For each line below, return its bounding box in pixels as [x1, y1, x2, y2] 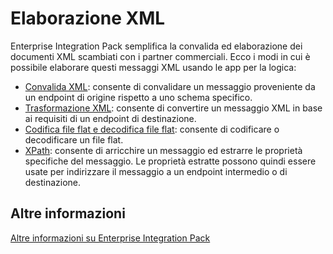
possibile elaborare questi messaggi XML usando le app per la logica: [10, 61, 297, 73]
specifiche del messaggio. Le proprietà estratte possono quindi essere [24, 155, 317, 167]
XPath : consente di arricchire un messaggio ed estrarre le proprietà [24, 144, 303, 156]
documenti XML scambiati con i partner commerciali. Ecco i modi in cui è [10, 50, 311, 62]
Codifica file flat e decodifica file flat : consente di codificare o [24, 123, 280, 135]
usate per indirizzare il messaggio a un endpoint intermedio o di [24, 165, 288, 177]
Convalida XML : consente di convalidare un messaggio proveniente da [24, 80, 316, 92]
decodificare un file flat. [24, 133, 124, 146]
